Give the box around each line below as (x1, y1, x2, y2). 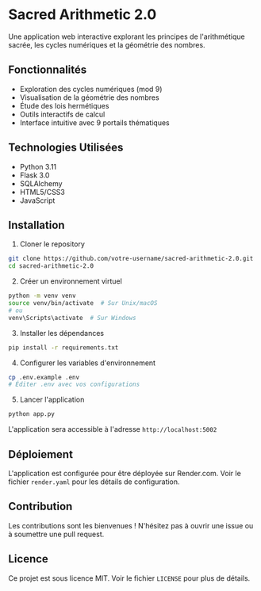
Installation (8, 218, 65, 231)
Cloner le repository (19, 239, 86, 249)
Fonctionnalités (8, 63, 87, 77)
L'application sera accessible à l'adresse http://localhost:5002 (8, 425, 217, 434)
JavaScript (19, 196, 56, 205)
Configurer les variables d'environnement (19, 358, 156, 368)
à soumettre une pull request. (8, 529, 105, 539)
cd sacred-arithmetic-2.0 (8, 262, 94, 270)
